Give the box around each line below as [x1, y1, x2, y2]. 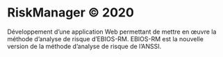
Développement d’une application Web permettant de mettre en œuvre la [7, 27, 217, 36]
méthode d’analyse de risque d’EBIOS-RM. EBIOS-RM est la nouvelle [7, 34, 204, 43]
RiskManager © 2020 [7, 5, 134, 21]
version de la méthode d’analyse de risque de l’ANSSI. [7, 42, 162, 50]
